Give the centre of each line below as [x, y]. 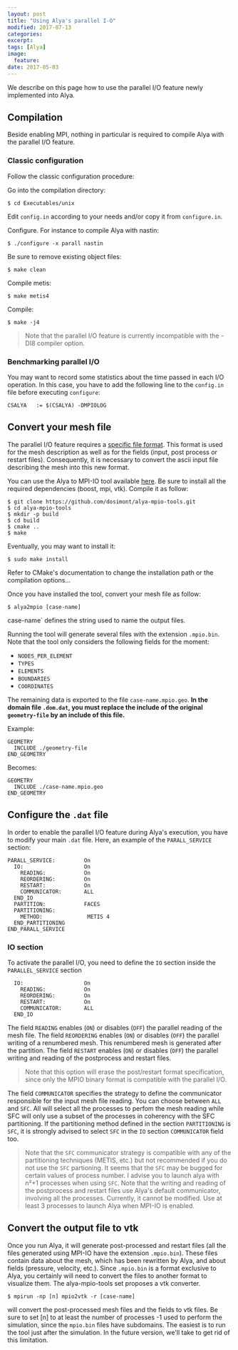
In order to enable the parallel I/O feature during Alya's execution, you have [118, 832]
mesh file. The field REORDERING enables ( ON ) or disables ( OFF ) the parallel [113, 1035]
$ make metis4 [29, 296]
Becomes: [22, 767]
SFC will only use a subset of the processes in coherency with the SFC [111, 1116]
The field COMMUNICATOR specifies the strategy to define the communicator [115, 1093]
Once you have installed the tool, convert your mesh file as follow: [104, 594]
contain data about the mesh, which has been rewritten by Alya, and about [117, 1260]
